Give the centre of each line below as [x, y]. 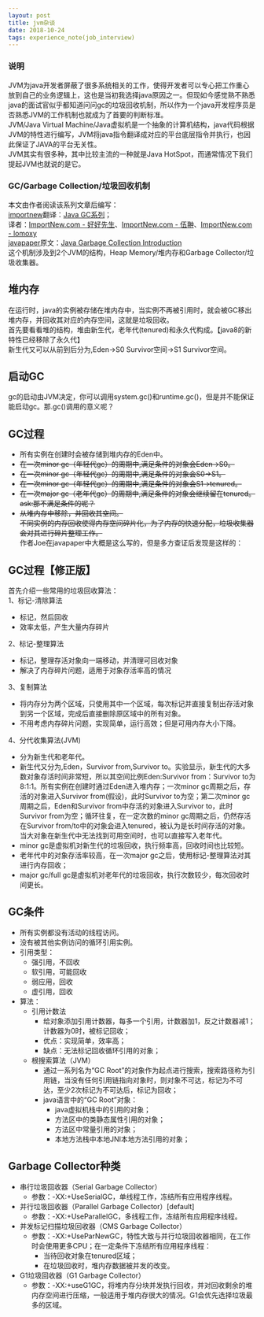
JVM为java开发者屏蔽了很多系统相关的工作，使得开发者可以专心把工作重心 [129, 85]
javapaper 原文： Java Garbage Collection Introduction [95, 242]
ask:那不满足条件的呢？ [57, 504]
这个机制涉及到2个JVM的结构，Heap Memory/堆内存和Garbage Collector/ [128, 252]
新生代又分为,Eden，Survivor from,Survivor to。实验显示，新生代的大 [132, 767]
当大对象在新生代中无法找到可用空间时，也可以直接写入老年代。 [123, 836]
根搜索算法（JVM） [63, 1060]
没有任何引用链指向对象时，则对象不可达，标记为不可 [157, 1080]
